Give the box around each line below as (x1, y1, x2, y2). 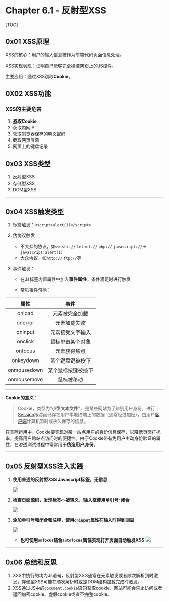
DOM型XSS (12, 187, 37, 193)
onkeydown (12, 357, 39, 364)
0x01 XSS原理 (5, 37, 49, 46)
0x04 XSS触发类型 (5, 207, 64, 216)
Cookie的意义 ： (5, 395, 38, 401)
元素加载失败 (55, 320, 86, 327)
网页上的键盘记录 (12, 143, 48, 149)
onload (17, 310, 34, 317)
